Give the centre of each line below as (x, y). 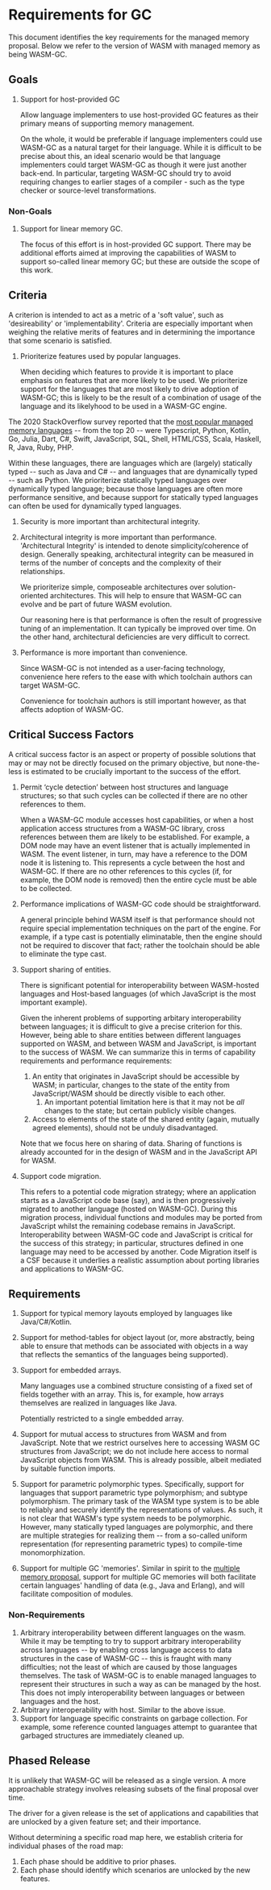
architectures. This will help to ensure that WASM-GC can (146, 595)
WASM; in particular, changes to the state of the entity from (131, 1084)
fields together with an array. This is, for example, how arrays (122, 1395)
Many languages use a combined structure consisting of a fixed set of (136, 1386)
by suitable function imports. (67, 1468)
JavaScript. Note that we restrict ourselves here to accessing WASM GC (140, 1443)
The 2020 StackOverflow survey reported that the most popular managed (131, 422)
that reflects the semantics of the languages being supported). (124, 1355)
